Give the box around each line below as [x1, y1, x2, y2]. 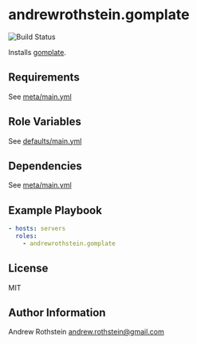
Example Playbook [8, 204, 102, 217]
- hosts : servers [8, 225, 66, 233]
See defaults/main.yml [8, 136, 82, 145]
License [8, 262, 49, 275]
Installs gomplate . [8, 47, 66, 57]
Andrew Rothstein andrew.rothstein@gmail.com [8, 327, 165, 337]
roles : [15, 232, 37, 240]
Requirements [8, 70, 80, 85]
